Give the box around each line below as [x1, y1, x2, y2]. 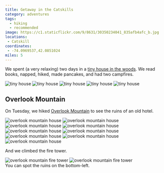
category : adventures [5, 12, 50, 17]
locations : [5, 35, 27, 40]
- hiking [9, 21, 27, 26]
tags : [5, 16, 16, 21]
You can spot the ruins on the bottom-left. [5, 163, 90, 169]
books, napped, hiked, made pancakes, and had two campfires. [5, 72, 134, 77]
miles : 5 [5, 52, 23, 58]
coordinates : [5, 44, 32, 49]
